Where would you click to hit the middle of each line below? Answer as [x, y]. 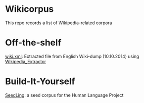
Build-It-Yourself [40, 82]
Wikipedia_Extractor [25, 61]
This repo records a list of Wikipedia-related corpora [59, 23]
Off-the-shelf [33, 43]
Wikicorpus [29, 9]
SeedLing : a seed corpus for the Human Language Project [64, 95]
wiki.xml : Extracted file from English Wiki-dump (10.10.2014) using [72, 56]
